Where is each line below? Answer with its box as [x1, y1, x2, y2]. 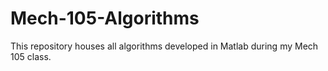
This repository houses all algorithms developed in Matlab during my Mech [10, 40, 319, 52]
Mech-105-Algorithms [10, 7, 200, 30]
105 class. [10, 50, 52, 62]
